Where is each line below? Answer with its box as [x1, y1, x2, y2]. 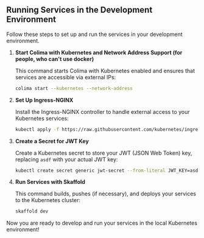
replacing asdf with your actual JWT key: [15, 155, 118, 163]
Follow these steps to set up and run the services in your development [6, 30, 183, 38]
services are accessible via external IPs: [15, 73, 116, 81]
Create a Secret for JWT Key [15, 137, 90, 145]
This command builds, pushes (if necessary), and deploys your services [15, 190, 197, 197]
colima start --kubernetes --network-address [15, 85, 133, 91]
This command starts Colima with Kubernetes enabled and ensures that [15, 67, 195, 74]
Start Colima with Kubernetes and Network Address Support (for [15, 49, 183, 56]
